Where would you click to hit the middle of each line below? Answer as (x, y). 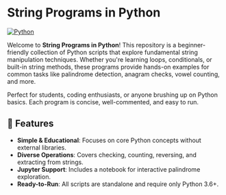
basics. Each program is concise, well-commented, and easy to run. (103, 102)
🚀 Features (30, 124)
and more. (22, 81)
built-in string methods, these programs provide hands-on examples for (108, 67)
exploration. (34, 176)
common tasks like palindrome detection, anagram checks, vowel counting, (114, 74)
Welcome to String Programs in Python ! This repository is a (92, 45)
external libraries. (41, 147)
